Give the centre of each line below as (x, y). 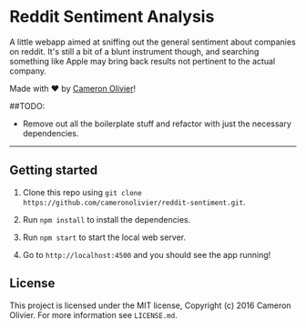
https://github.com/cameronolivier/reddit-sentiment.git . (134, 202)
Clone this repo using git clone (82, 192)
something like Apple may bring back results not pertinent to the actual (143, 61)
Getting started (54, 170)
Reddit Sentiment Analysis (112, 17)
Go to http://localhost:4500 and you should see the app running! (147, 254)
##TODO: (27, 105)
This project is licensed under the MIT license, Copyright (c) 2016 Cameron (150, 305)
